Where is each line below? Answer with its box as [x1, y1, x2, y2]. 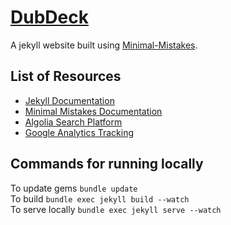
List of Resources [10, 68, 122, 85]
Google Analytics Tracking [24, 126, 135, 138]
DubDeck [10, 6, 89, 29]
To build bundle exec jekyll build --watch [10, 192, 190, 205]
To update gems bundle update [10, 182, 138, 194]
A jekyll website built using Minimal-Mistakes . [10, 39, 198, 51]
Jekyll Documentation [24, 94, 115, 106]
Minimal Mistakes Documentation [24, 105, 163, 117]
